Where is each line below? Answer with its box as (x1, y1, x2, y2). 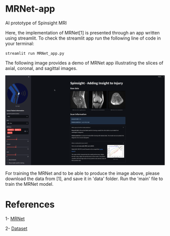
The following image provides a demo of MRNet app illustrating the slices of (5, 59, 163, 66)
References (5, 199, 55, 211)
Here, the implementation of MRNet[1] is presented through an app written (5, 29, 160, 36)
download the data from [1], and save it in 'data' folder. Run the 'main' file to (5, 176, 163, 182)
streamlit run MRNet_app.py (5, 51, 65, 56)
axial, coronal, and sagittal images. (5, 65, 77, 71)
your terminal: (5, 40, 34, 46)
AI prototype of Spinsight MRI (5, 20, 67, 26)
